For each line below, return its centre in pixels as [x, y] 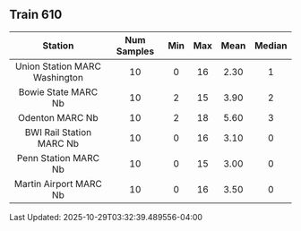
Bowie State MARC [58, 91]
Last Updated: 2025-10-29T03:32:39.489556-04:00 [106, 217]
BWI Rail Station [58, 132]
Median [271, 46]
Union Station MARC [58, 66]
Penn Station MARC [58, 158]
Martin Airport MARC [58, 184]
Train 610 [36, 15]
